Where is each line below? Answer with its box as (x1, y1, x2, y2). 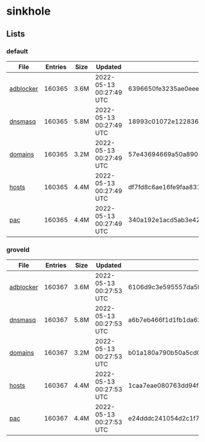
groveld (6, 245, 30, 254)
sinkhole (6, 4, 51, 18)
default (6, 47, 29, 56)
